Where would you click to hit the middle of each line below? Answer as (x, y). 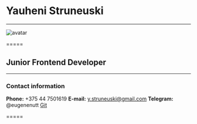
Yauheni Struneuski (55, 11)
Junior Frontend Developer (56, 63)
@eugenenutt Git (27, 105)
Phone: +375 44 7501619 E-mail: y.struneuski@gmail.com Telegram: (90, 99)
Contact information (36, 86)
